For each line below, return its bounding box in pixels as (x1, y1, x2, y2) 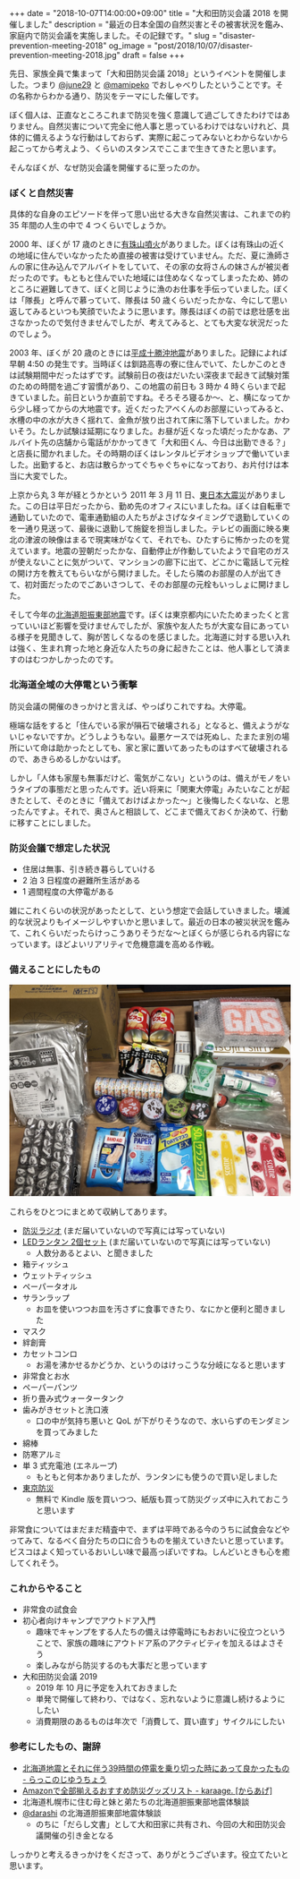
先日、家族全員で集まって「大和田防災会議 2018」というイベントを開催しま (9, 68, 287, 79)
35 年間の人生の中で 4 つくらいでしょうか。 (9, 220, 171, 231)
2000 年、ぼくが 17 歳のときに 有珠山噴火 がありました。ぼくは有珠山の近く (9, 239, 286, 250)
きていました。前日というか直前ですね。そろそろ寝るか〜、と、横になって (9, 392, 283, 403)
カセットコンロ (21, 1348, 78, 1359)
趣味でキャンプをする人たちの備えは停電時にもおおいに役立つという (35, 1627, 287, 1637)
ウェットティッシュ (21, 1270, 93, 1281)
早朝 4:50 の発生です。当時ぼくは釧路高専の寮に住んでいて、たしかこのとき (9, 359, 287, 370)
